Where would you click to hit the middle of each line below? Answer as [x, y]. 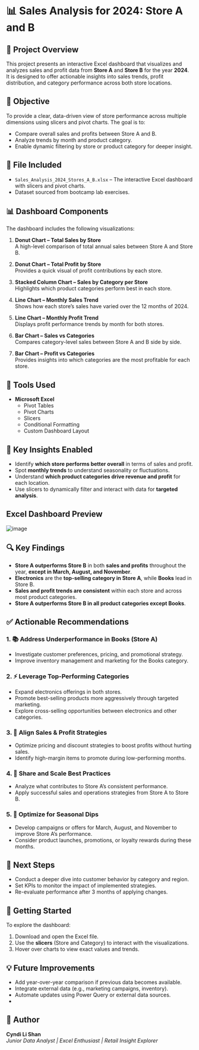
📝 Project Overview [42, 50]
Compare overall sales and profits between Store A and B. [86, 133]
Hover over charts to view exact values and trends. [77, 949]
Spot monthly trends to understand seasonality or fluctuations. [92, 471]
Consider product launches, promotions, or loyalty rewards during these [103, 840]
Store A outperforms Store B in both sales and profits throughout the [100, 565]
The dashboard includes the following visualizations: [70, 228]
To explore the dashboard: [38, 925]
